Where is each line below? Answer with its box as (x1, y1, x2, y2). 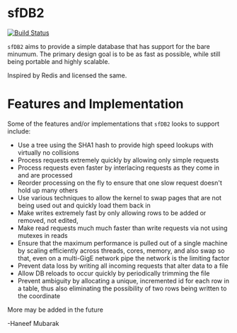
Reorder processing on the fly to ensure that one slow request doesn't (17, 178, 223, 187)
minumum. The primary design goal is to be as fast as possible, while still (7, 50, 221, 58)
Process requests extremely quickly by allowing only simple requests (17, 155, 219, 164)
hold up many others (17, 186, 79, 195)
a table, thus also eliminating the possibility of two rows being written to (17, 284, 227, 293)
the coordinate (17, 291, 61, 300)
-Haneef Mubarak (7, 319, 59, 327)
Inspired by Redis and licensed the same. (7, 71, 127, 80)
